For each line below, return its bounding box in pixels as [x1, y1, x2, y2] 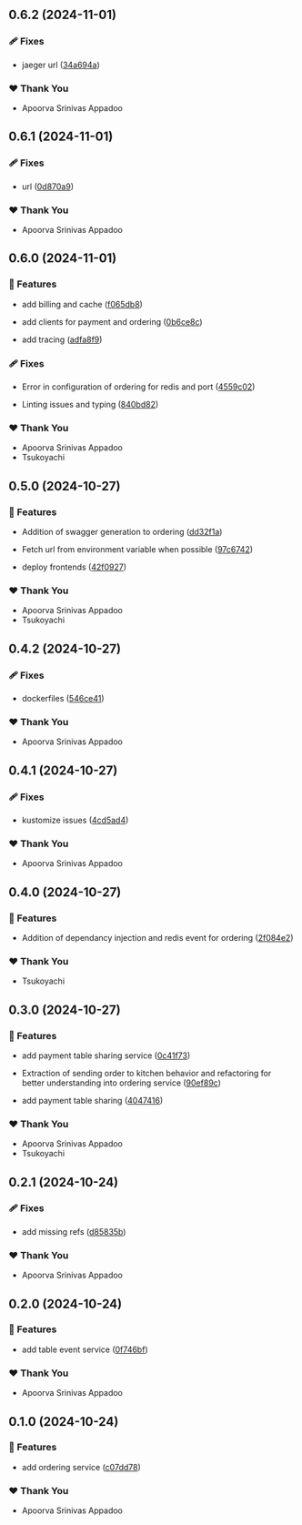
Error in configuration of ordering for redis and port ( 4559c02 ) [21, 381, 256, 392]
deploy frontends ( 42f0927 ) [21, 561, 127, 572]
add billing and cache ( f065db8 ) [21, 298, 143, 309]
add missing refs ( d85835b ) [21, 1226, 126, 1237]
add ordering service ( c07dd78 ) [21, 1461, 142, 1472]
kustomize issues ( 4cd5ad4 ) [21, 814, 129, 825]
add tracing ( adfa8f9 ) [21, 334, 103, 345]
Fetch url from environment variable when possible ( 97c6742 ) [21, 543, 254, 554]
